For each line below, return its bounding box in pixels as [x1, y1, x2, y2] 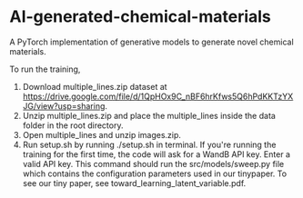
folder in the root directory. [22, 120, 124, 131]
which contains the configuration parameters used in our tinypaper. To [22, 168, 288, 179]
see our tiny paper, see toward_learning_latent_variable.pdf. [22, 177, 247, 188]
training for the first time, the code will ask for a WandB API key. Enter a [22, 148, 291, 160]
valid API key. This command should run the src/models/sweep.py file [22, 158, 285, 169]
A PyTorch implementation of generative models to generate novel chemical [9, 36, 294, 47]
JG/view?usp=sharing [22, 100, 106, 111]
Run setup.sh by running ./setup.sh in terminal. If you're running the [22, 139, 277, 150]
